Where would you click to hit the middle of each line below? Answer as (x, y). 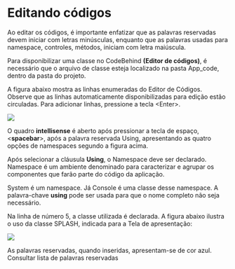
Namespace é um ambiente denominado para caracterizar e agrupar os (111, 167)
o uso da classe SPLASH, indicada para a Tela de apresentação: (100, 223)
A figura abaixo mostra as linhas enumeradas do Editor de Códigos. (105, 89)
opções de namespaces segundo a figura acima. (78, 146)
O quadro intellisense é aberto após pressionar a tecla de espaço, (103, 130)
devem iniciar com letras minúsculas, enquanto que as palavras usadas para (117, 39)
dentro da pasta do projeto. (47, 76)
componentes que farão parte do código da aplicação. (86, 174)
